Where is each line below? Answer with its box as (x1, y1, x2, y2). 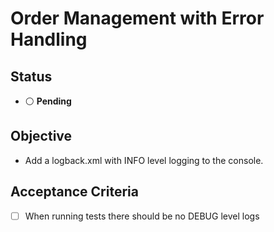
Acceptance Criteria (10, 183, 139, 201)
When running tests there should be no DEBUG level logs (24, 210, 260, 222)
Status (10, 68, 53, 85)
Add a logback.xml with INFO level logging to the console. (24, 154, 264, 166)
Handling (10, 28, 88, 51)
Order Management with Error (10, 7, 265, 30)
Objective (10, 128, 73, 145)
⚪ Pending (24, 95, 72, 107)
